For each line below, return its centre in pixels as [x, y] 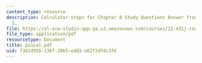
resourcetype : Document [36, 40]
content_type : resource [36, 12]
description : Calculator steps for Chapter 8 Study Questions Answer [95, 17]
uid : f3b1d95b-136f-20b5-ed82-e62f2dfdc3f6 [62, 51]
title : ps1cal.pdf [29, 46]
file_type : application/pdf [41, 34]
